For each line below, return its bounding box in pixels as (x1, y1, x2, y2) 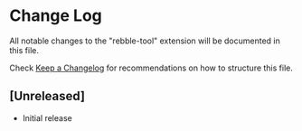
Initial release (22, 112, 72, 123)
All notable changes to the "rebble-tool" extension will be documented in (9, 35, 280, 46)
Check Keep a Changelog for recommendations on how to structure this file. (9, 62, 294, 73)
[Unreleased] (9, 89, 86, 104)
